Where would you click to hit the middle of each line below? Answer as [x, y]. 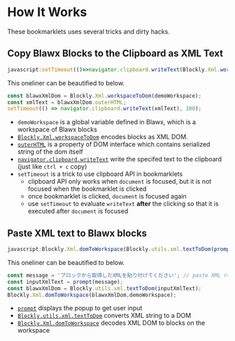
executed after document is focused [78, 211]
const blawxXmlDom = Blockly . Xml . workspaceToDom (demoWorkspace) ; [104, 96]
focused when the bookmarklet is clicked [87, 189]
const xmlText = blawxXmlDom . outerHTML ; [67, 102]
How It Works [47, 12]
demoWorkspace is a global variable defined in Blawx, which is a [107, 122]
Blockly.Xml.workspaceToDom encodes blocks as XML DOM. [102, 137]
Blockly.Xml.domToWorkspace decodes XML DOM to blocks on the [111, 323]
